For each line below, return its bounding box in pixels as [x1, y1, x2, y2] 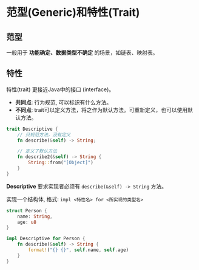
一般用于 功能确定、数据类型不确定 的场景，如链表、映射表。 [6, 49, 158, 56]
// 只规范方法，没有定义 [17, 131, 71, 137]
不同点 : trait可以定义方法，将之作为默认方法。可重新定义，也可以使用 [15, 106, 188, 113]
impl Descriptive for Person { [6, 235, 86, 242]
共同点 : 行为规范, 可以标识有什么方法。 [15, 99, 112, 106]
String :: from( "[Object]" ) [28, 159, 94, 166]
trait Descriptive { [6, 126, 59, 132]
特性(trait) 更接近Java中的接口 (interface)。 [6, 86, 115, 93]
